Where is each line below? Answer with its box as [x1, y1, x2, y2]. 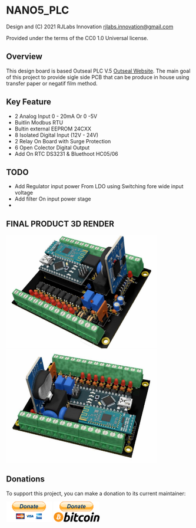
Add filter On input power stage [14, 195, 91, 202]
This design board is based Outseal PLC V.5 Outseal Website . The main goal [6, 67, 191, 74]
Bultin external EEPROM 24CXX [14, 125, 92, 132]
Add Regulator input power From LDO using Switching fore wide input [14, 183, 184, 190]
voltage [14, 189, 34, 196]
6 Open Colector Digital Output [14, 144, 90, 151]
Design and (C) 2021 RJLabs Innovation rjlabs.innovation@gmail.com [6, 23, 174, 30]
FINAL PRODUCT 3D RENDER [6, 219, 115, 229]
